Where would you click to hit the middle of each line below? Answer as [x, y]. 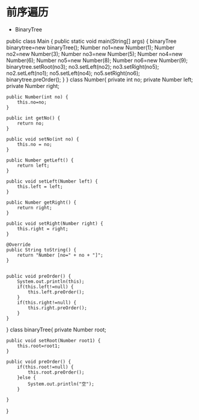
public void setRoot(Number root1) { [54, 340]
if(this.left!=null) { [45, 287]
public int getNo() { [33, 118]
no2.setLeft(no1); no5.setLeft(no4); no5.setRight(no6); [73, 73]
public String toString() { [41, 250]
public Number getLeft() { [40, 160]
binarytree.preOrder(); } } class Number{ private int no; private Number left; [100, 80]
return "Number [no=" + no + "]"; [60, 255]
